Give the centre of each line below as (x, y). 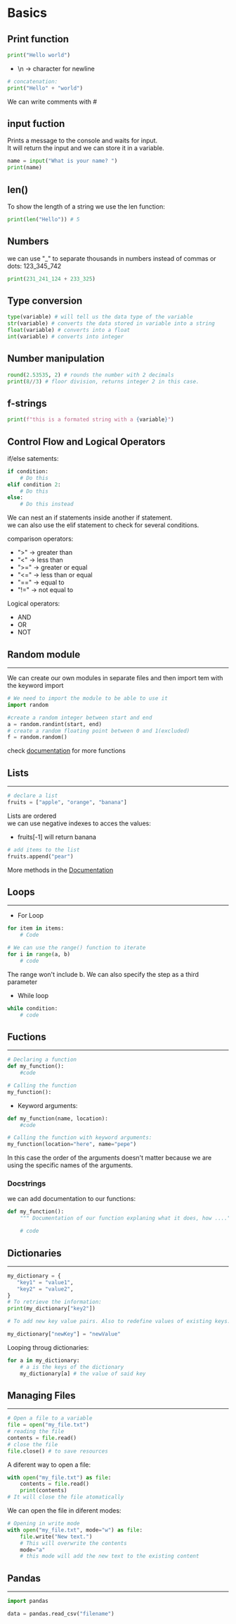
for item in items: (36, 928)
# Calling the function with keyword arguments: (80, 1138)
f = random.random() (38, 737)
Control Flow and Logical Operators (86, 442)
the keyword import (35, 685)
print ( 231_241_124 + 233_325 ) (52, 279)
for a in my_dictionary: (44, 1360)
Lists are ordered (32, 816)
